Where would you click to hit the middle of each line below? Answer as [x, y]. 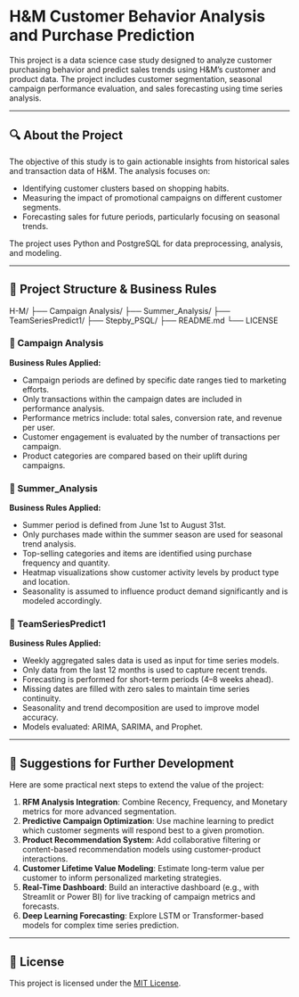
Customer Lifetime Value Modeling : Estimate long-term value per [143, 869]
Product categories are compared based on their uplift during [134, 456]
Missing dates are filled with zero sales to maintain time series [136, 689]
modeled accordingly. [62, 601]
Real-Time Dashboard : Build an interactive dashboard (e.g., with [141, 887]
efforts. [36, 389]
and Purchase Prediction [102, 35]
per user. [38, 427]
